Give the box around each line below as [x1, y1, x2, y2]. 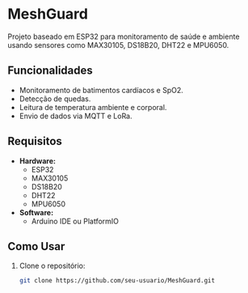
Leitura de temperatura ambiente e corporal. [19, 102, 167, 112]
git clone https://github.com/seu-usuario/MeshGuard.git [19, 277, 216, 285]
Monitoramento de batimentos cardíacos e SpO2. [19, 85, 183, 95]
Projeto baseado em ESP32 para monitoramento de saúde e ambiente [7, 32, 240, 41]
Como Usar [7, 240, 65, 253]
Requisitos [7, 134, 62, 148]
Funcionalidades [7, 64, 94, 78]
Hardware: [19, 155, 56, 166]
